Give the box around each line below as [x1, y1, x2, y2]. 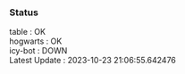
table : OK [9, 27, 46, 37]
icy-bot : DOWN [9, 45, 68, 56]
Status [9, 6, 38, 19]
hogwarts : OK [9, 36, 63, 46]
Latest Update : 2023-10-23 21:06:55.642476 [9, 55, 177, 66]
